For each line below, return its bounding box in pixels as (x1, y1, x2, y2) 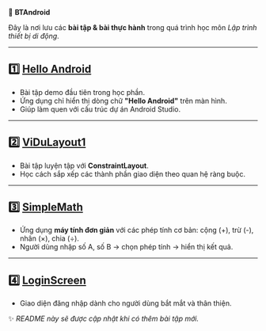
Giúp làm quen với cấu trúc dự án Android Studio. (19, 104, 180, 114)
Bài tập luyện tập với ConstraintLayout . (19, 161, 149, 170)
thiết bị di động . (8, 32, 59, 40)
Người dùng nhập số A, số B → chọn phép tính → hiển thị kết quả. (19, 242, 234, 252)
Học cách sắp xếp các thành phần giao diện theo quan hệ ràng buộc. (19, 169, 245, 178)
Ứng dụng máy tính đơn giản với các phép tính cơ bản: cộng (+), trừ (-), (19, 226, 254, 235)
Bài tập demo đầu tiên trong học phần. (19, 87, 145, 97)
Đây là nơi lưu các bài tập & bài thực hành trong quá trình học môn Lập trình (8, 23, 257, 32)
